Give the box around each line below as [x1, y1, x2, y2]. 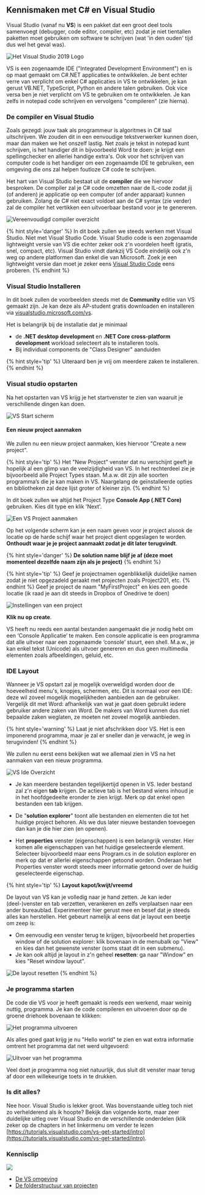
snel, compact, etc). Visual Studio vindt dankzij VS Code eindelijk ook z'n [6, 247, 191, 254]
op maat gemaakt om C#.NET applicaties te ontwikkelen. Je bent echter [6, 71, 188, 79]
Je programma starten [6, 985, 75, 993]
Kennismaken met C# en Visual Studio [6, 5, 155, 15]
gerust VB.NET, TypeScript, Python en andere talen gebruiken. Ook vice [6, 84, 188, 92]
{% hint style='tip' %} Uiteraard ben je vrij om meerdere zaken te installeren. [6, 358, 199, 365]
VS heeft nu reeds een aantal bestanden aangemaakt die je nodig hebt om [6, 625, 194, 632]
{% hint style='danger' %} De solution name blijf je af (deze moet [6, 551, 173, 558]
